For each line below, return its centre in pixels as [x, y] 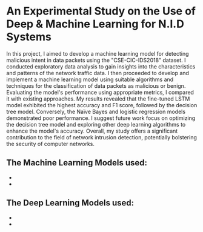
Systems [29, 37]
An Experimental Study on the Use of [101, 11]
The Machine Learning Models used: [77, 163]
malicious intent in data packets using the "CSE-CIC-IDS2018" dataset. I [96, 60]
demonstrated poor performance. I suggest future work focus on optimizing [101, 118]
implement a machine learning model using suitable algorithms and [90, 79]
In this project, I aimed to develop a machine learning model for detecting [98, 53]
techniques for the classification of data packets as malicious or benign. [96, 85]
